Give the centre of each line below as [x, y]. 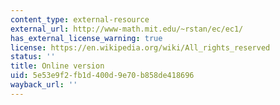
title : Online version [57, 66]
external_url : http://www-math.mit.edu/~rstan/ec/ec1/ [127, 29]
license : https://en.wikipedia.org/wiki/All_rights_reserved [140, 47]
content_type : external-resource [80, 19]
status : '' [33, 57]
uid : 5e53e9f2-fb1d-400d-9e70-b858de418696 [102, 76]
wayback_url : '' [44, 85]
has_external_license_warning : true [86, 38]
